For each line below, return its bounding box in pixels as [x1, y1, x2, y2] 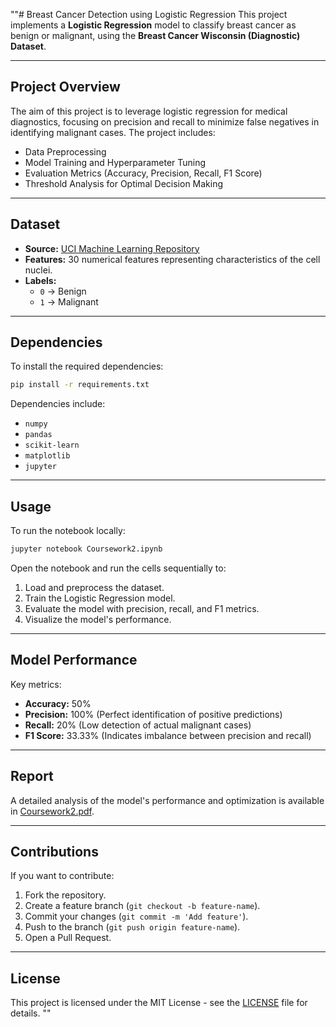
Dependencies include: [10, 398, 106, 410]
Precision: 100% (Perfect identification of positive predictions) [24, 708, 283, 720]
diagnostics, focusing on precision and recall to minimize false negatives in [10, 115, 320, 128]
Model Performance [10, 652, 138, 669]
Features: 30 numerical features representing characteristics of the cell [24, 253, 321, 265]
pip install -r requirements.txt [10, 380, 150, 390]
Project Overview [10, 79, 121, 96]
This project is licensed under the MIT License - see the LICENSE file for [10, 997, 308, 1009]
